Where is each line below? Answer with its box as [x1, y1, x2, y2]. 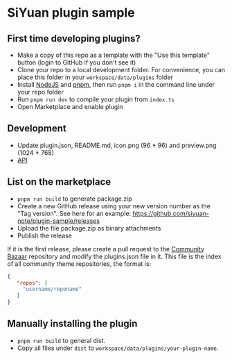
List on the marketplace [7, 176, 111, 188]
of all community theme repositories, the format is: [7, 259, 152, 268]
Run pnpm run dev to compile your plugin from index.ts [17, 95, 175, 103]
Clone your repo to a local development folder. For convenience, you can [17, 66, 226, 74]
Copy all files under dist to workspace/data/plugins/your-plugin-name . [17, 344, 219, 352]
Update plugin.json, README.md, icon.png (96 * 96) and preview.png [17, 141, 217, 149]
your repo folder [17, 88, 64, 96]
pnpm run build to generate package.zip [17, 194, 133, 203]
